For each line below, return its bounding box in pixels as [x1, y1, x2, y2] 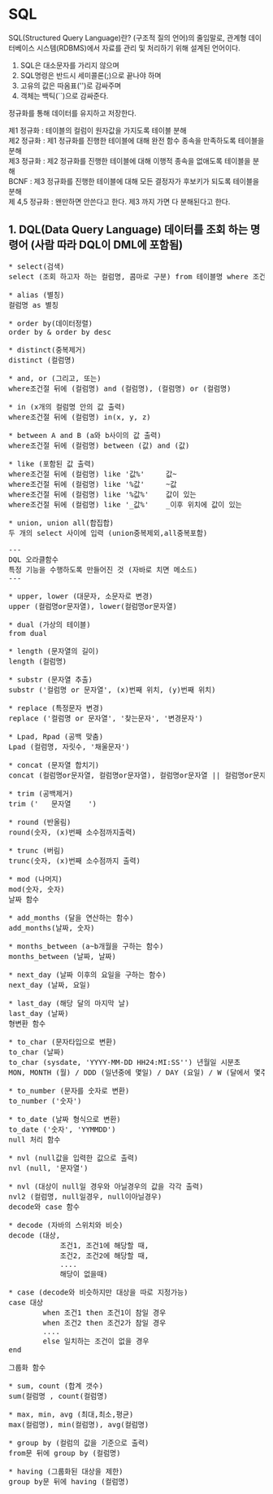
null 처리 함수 [8, 1135, 61, 1144]
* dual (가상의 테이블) [8, 620, 91, 629]
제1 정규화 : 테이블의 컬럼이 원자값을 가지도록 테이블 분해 [8, 125, 187, 135]
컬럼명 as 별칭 [8, 300, 59, 309]
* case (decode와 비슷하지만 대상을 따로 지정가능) [8, 1287, 188, 1297]
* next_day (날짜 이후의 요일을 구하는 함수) [8, 970, 167, 979]
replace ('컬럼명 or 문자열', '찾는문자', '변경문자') [8, 713, 203, 723]
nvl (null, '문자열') [8, 1163, 89, 1172]
